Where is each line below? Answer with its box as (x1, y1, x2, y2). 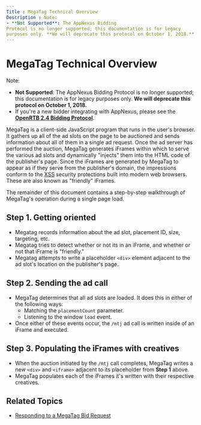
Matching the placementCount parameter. (23, 306, 124, 314)
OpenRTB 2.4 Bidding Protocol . (14, 114, 95, 122)
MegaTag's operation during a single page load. (6, 195, 125, 202)
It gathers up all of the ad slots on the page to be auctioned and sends (6, 132, 180, 140)
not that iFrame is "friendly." (14, 247, 85, 255)
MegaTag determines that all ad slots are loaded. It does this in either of (14, 294, 193, 301)
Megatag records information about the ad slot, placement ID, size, (14, 228, 181, 235)
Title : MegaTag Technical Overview (6, 8, 98, 15)
